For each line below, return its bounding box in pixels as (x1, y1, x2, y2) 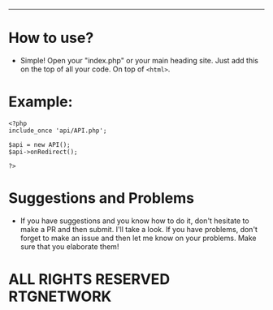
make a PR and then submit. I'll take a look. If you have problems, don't (19, 224, 258, 234)
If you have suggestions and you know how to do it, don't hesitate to (19, 216, 249, 226)
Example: (8, 93, 73, 111)
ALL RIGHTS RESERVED (8, 270, 171, 288)
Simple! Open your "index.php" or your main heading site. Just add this (19, 55, 258, 65)
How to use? (8, 29, 94, 47)
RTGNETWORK (8, 287, 112, 305)
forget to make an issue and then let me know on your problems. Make (19, 233, 257, 243)
